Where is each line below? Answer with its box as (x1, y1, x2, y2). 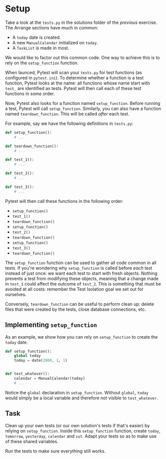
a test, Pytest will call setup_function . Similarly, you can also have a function (5, 105, 161, 111)
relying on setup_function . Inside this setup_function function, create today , (5, 428, 161, 434)
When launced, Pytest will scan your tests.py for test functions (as (5, 69, 142, 75)
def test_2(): (5, 171, 35, 176)
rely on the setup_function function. (5, 60, 79, 66)
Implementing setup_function (5, 321, 98, 329)
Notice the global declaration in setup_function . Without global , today (5, 389, 149, 395)
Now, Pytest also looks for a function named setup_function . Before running (5, 100, 161, 106)
